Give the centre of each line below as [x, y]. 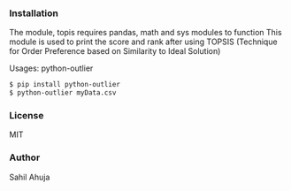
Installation [34, 13]
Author [25, 157]
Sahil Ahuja [30, 177]
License [27, 115]
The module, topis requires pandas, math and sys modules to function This [145, 33]
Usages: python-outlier [51, 68]
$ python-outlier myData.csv [63, 93]
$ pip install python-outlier [65, 85]
